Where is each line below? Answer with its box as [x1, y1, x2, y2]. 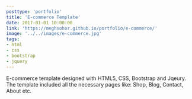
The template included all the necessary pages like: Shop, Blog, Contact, [6, 81, 184, 88]
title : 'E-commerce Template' [6, 14, 81, 20]
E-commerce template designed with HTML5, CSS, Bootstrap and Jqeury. [6, 75, 187, 82]
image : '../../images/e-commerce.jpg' [6, 31, 102, 37]
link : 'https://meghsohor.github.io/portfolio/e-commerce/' [6, 25, 158, 31]
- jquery [6, 58, 28, 64]
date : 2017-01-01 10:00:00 [6, 20, 73, 25]
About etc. [6, 87, 32, 94]
